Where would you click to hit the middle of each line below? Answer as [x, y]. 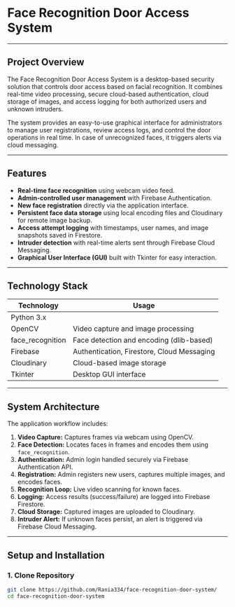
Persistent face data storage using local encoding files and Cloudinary [120, 212]
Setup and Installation [56, 555]
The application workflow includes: [58, 424]
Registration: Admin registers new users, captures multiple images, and [121, 475]
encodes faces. [40, 482]
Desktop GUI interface [109, 374]
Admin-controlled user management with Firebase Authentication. [114, 198]
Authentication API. [45, 467]
